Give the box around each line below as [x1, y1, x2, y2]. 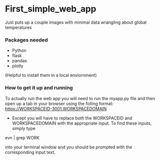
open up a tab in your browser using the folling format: [5, 101, 114, 106]
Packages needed [5, 36, 48, 43]
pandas [12, 58, 28, 64]
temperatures [5, 24, 32, 30]
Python [12, 47, 27, 54]
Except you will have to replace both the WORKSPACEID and [12, 115, 132, 121]
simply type [12, 125, 36, 131]
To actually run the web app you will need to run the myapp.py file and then [5, 95, 156, 101]
